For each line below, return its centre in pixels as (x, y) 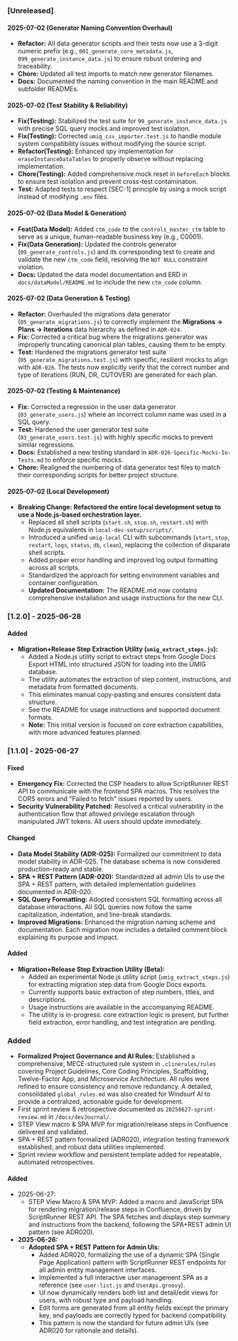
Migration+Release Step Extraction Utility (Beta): (91, 969)
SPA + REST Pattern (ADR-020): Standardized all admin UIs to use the (121, 876)
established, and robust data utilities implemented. (91, 1147)
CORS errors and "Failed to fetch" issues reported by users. (105, 799)
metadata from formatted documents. (83, 687)
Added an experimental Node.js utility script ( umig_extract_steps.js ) (129, 977)
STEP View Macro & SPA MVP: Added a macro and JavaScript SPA (126, 1202)
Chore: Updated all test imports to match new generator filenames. (116, 74)
